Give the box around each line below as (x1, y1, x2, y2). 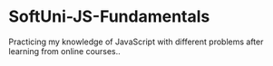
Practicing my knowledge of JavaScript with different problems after (8, 36, 264, 47)
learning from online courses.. (8, 45, 122, 56)
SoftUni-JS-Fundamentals (8, 6, 210, 27)
